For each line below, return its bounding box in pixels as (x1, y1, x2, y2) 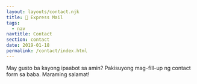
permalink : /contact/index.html (6, 48, 87, 54)
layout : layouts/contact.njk (6, 8, 80, 15)
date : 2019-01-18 (6, 43, 50, 49)
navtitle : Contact (6, 31, 52, 37)
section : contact (6, 37, 50, 43)
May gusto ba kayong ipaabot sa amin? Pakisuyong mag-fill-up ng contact (6, 64, 191, 71)
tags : (6, 20, 20, 26)
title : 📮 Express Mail (6, 14, 63, 20)
